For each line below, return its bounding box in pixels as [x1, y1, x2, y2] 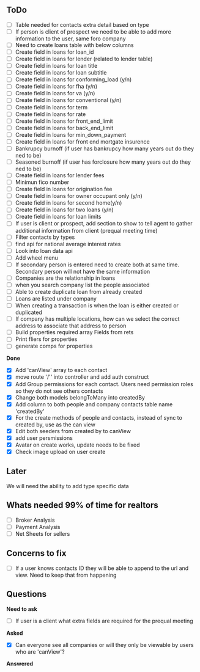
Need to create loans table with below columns [15, 41, 134, 48]
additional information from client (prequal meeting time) [15, 227, 158, 234]
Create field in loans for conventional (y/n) [15, 97, 122, 104]
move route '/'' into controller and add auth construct [15, 373, 149, 381]
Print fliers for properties [15, 335, 78, 343]
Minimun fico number [15, 178, 69, 186]
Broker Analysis [15, 516, 55, 524]
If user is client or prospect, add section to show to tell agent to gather [15, 220, 193, 227]
